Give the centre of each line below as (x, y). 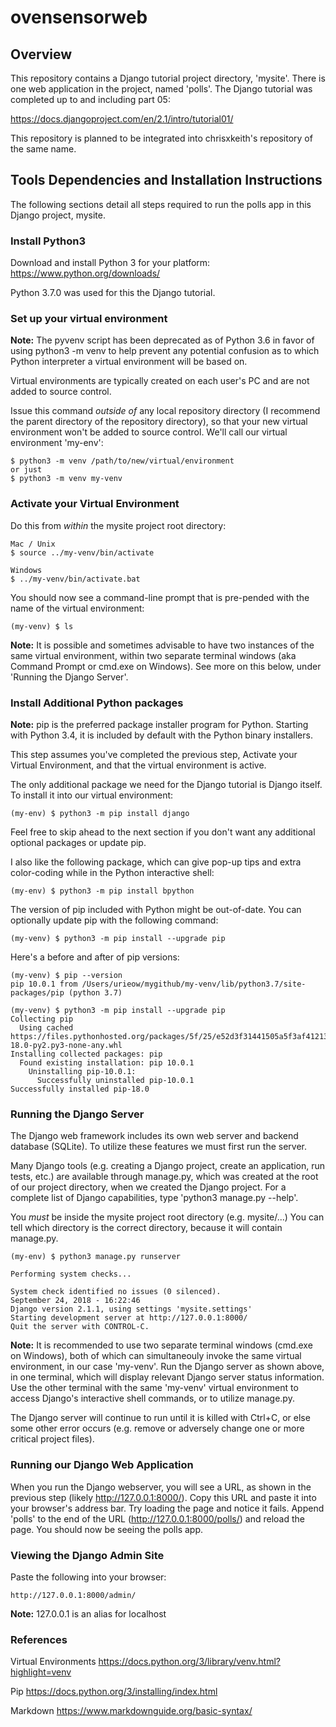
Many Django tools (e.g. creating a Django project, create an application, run (168, 1166)
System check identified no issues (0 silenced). (116, 1292)
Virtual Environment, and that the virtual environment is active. (138, 765)
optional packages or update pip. (78, 842)
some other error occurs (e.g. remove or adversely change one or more (157, 1428)
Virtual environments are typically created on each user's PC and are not (160, 381)
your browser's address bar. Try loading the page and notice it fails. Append (167, 1508)
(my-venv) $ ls (42, 626)
